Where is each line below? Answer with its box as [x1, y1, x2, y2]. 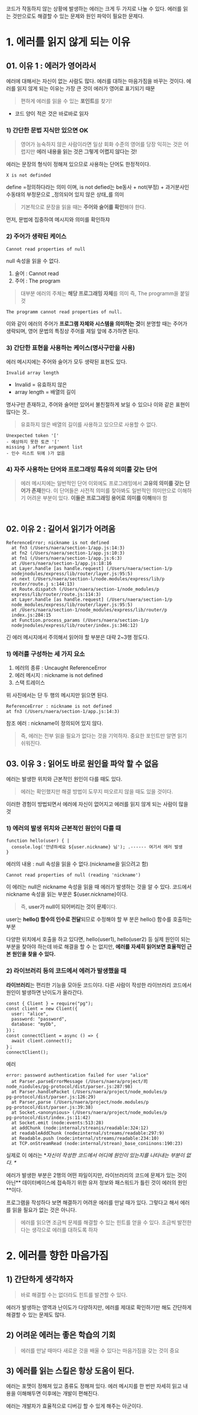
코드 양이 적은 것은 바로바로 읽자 [14, 110, 89, 117]
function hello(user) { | [6, 838, 70, 844]
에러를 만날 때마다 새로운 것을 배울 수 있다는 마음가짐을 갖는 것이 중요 [20, 1346, 180, 1354]
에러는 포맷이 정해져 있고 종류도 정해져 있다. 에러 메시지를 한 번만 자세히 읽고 [6, 1383, 182, 1390]
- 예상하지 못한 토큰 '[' [6, 439, 60, 445]
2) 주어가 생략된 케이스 [6, 232, 67, 240]
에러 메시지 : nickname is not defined [14, 672, 103, 679]
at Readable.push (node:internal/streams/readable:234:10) [11, 1135, 160, 1141]
